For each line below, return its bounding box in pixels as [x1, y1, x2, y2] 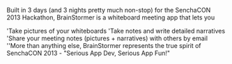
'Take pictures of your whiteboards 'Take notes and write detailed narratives [6, 27, 226, 35]
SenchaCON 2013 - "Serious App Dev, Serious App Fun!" [6, 49, 170, 57]
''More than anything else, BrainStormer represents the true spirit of [6, 42, 201, 49]
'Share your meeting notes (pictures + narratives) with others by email [6, 34, 208, 42]
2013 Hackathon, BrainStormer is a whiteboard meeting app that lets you [6, 13, 215, 22]
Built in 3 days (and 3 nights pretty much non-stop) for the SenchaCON [6, 6, 211, 14]
